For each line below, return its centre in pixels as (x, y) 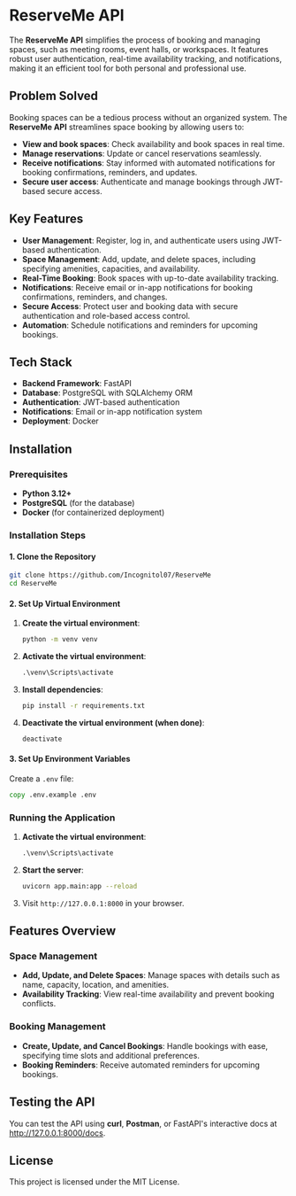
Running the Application (62, 818)
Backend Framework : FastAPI (77, 384)
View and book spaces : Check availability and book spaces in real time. (153, 144)
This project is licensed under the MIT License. (95, 1182)
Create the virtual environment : (81, 623)
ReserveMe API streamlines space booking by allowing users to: (127, 127)
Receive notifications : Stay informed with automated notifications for (148, 163)
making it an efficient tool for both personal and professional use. (128, 68)
